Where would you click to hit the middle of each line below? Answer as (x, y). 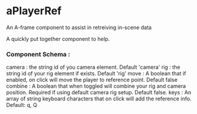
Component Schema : (38, 54)
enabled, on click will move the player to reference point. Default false (92, 80)
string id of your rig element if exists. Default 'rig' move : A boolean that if (96, 74)
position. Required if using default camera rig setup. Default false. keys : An (99, 93)
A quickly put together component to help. (58, 39)
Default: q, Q (22, 105)
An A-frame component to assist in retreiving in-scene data (79, 27)
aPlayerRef (34, 11)
